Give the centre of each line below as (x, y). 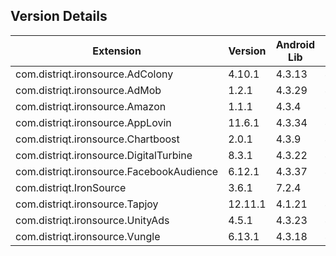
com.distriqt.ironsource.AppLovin (93, 122)
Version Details (59, 16)
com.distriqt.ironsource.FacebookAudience (117, 171)
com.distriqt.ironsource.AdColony (94, 74)
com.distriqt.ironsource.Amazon (91, 106)
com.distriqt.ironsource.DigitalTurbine (104, 155)
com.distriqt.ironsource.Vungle (88, 236)
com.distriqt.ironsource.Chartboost (97, 139)
